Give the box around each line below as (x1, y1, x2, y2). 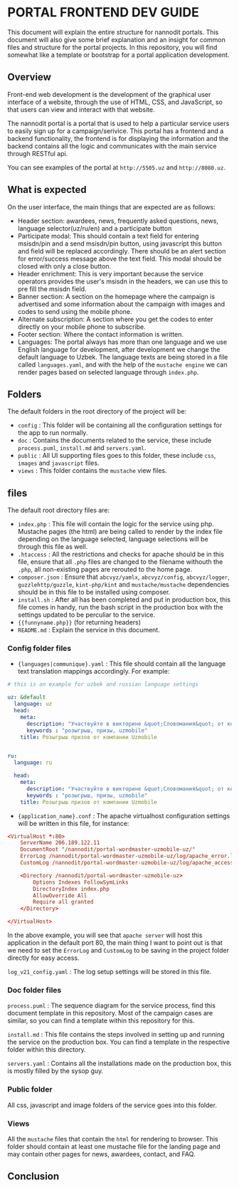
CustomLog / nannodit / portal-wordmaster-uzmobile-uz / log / (20, 859, 193, 867)
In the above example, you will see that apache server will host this (7, 931, 203, 940)
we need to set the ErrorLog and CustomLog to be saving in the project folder (7, 946, 230, 955)
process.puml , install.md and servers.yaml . (17, 444, 147, 452)
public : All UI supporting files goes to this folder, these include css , (17, 451, 216, 460)
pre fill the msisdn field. (17, 284, 87, 293)
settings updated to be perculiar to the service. (17, 610, 156, 619)
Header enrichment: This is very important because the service (17, 269, 204, 278)
